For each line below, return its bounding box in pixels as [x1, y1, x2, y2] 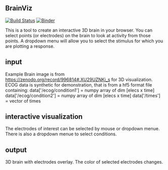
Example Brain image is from [5, 71, 65, 77]
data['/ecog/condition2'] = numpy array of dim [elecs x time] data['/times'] [5, 93, 160, 99]
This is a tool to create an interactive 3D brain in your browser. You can [5, 27, 153, 33]
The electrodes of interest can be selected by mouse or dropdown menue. [5, 126, 160, 132]
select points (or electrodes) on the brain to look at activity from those [5, 32, 151, 38]
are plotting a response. [5, 43, 54, 49]
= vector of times [5, 98, 41, 104]
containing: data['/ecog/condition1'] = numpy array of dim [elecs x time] [5, 87, 155, 93]
